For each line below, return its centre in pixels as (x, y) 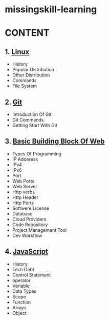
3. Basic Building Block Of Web (55, 141)
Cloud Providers (29, 219)
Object (19, 313)
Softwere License (31, 208)
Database (22, 213)
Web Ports (23, 181)
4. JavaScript (26, 252)
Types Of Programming (37, 154)
